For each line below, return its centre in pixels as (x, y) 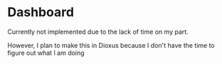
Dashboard (41, 12)
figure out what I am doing (46, 53)
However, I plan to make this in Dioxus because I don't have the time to (111, 45)
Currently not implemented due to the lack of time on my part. (98, 32)
